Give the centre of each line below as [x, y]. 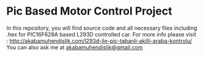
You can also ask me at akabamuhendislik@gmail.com [75, 47]
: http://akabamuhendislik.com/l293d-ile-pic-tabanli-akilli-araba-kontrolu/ [99, 41]
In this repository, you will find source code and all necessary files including [102, 28]
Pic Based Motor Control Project [89, 11]
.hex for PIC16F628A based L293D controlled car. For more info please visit [102, 34]
